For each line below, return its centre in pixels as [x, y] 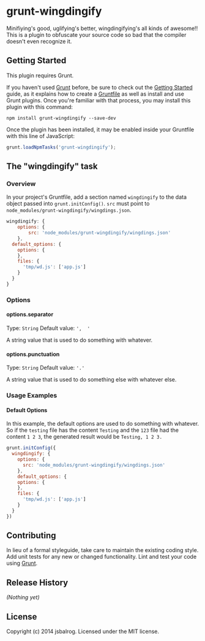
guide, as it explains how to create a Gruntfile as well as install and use [95, 94]
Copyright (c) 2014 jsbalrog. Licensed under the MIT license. [83, 631]
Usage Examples [32, 396]
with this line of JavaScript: [41, 136]
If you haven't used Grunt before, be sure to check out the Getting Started [99, 87]
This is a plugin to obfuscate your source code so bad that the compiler [96, 34]
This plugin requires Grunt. [40, 75]
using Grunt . [22, 563]
